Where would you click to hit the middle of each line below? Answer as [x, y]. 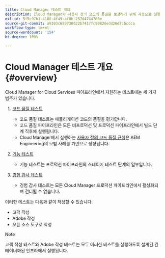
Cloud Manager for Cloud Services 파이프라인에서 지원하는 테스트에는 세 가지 [81, 92]
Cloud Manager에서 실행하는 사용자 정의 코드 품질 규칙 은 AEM [80, 137]
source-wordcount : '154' [30, 32]
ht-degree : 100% [22, 37]
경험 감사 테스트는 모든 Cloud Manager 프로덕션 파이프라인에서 [80, 185]
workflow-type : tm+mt [27, 28]
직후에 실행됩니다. [42, 131]
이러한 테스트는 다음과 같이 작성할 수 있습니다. [49, 202]
